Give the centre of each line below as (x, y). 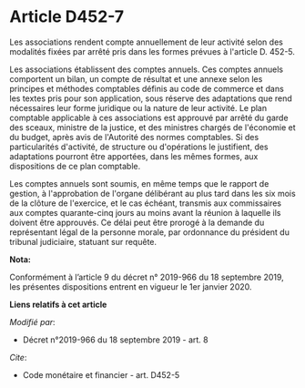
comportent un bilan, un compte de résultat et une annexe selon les (136, 78)
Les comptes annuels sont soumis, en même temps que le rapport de (139, 183)
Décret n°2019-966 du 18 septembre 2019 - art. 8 (116, 340)
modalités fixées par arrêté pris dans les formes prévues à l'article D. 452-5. (152, 51)
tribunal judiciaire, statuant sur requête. (83, 241)
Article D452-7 (67, 17)
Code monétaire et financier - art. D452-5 (101, 374)
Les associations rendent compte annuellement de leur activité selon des (147, 42)
